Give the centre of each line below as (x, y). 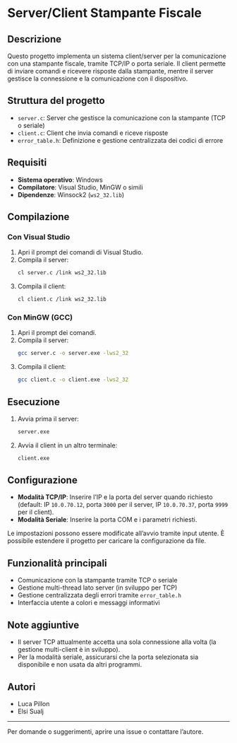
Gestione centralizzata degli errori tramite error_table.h (99, 595)
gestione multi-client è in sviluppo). (69, 650)
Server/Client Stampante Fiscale (105, 13)
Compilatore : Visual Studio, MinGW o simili (80, 187)
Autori (22, 687)
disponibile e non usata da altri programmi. (80, 665)
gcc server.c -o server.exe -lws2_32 (73, 353)
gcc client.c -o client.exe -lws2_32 (73, 380)
